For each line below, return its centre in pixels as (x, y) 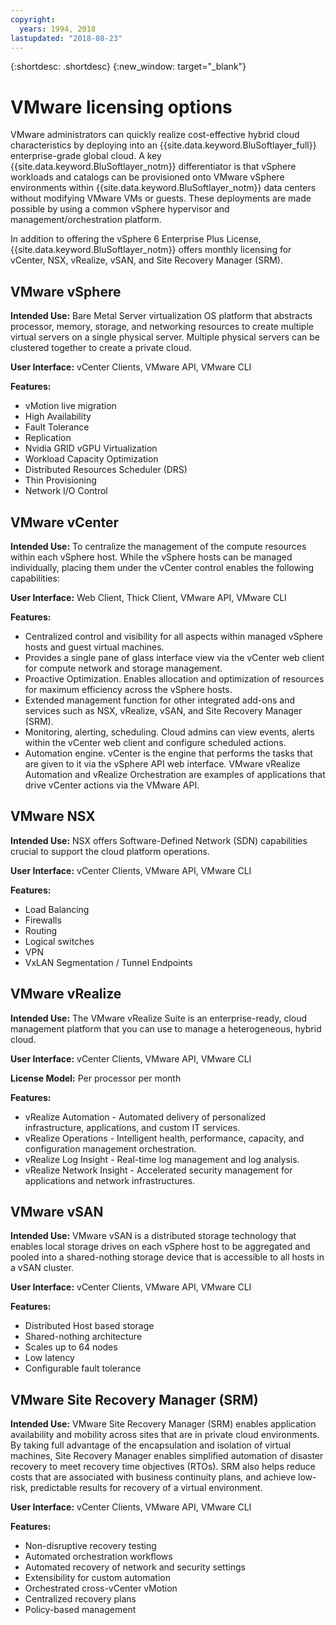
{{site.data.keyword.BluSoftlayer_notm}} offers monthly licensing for (151, 250)
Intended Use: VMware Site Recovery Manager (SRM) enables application (163, 1424)
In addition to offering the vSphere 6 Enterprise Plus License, (136, 239)
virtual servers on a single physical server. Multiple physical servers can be (165, 337)
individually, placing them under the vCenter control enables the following (162, 567)
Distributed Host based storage (89, 1326)
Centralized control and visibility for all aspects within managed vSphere (173, 636)
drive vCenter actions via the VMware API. (112, 785)
